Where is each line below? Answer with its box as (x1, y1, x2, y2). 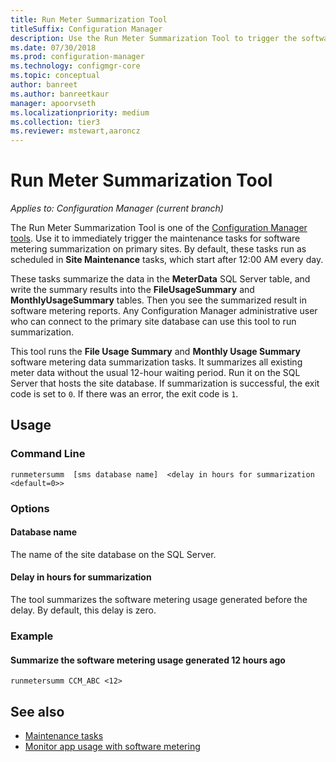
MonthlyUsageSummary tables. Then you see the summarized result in (10, 294, 308, 306)
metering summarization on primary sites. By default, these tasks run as (10, 243, 307, 255)
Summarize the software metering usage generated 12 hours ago (10, 654, 286, 666)
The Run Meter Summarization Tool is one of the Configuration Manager (10, 222, 308, 234)
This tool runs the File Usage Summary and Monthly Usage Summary (10, 346, 301, 358)
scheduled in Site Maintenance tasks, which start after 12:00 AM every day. (10, 254, 324, 266)
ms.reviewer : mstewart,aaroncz (10, 126, 141, 136)
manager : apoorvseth (10, 98, 97, 108)
